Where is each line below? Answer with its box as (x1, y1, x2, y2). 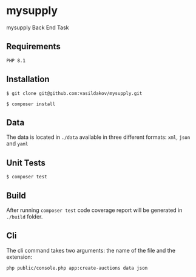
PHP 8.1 (6, 57, 26, 64)
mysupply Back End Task (6, 24, 69, 31)
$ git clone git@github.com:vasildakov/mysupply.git (6, 90, 143, 96)
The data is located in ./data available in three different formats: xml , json (6, 133, 191, 141)
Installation (6, 74, 50, 85)
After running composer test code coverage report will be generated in (6, 206, 183, 214)
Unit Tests (6, 158, 46, 168)
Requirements (6, 41, 61, 52)
